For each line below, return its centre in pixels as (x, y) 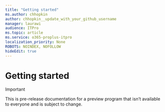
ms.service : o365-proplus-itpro (39, 38)
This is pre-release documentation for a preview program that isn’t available (83, 99)
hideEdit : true (21, 51)
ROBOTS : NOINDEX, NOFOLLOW (33, 47)
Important (15, 89)
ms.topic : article (24, 33)
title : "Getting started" (32, 10)
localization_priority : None (35, 42)
